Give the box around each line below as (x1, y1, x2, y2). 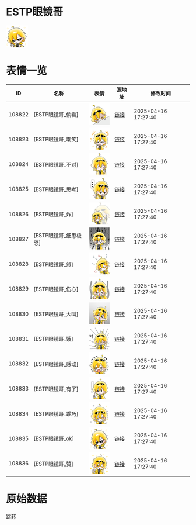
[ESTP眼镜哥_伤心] (33, 285, 79, 292)
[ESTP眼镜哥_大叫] (33, 310, 79, 317)
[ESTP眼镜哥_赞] (33, 460, 74, 467)
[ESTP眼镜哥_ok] (33, 435, 75, 442)
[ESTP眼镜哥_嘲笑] (33, 136, 79, 143)
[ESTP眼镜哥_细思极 (33, 232, 82, 239)
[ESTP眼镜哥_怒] (33, 261, 74, 268)
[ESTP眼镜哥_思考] (33, 185, 79, 193)
